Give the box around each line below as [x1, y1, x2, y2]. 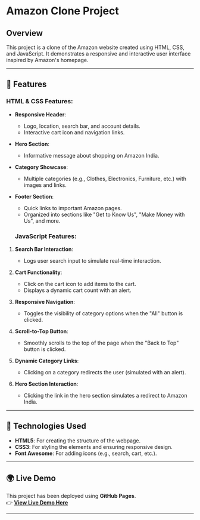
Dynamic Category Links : [14, 357, 79, 364]
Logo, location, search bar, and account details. [23, 122, 141, 130]
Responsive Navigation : [14, 298, 76, 305]
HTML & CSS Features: [6, 97, 73, 106]
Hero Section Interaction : [14, 380, 79, 387]
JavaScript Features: [14, 232, 77, 240]
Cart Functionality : [14, 269, 62, 276]
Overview [6, 28, 43, 38]
